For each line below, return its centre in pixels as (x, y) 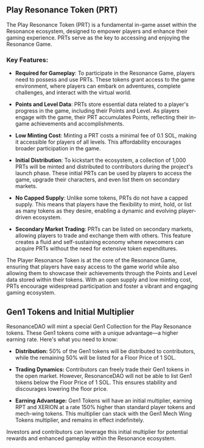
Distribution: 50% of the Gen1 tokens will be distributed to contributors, (105, 351)
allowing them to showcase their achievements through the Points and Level (102, 273)
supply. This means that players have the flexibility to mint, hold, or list (103, 205)
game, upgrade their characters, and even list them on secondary (97, 180)
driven (23, 217)
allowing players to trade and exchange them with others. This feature (103, 236)
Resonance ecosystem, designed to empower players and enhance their (97, 31)
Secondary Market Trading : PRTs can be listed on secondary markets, (104, 229)
